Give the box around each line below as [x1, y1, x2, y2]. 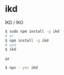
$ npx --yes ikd [5, 65, 38, 70]
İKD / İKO [5, 19, 23, 25]
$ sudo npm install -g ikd [5, 29, 60, 34]
